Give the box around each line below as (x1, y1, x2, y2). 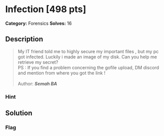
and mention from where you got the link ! (17, 70, 106, 76)
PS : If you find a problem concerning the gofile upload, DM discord (17, 64, 159, 70)
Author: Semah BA (17, 80, 57, 86)
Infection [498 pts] (5, 4, 86, 15)
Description (5, 35, 43, 43)
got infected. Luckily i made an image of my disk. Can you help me (17, 54, 157, 60)
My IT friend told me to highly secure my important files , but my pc (17, 48, 159, 54)
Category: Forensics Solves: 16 (5, 20, 72, 26)
